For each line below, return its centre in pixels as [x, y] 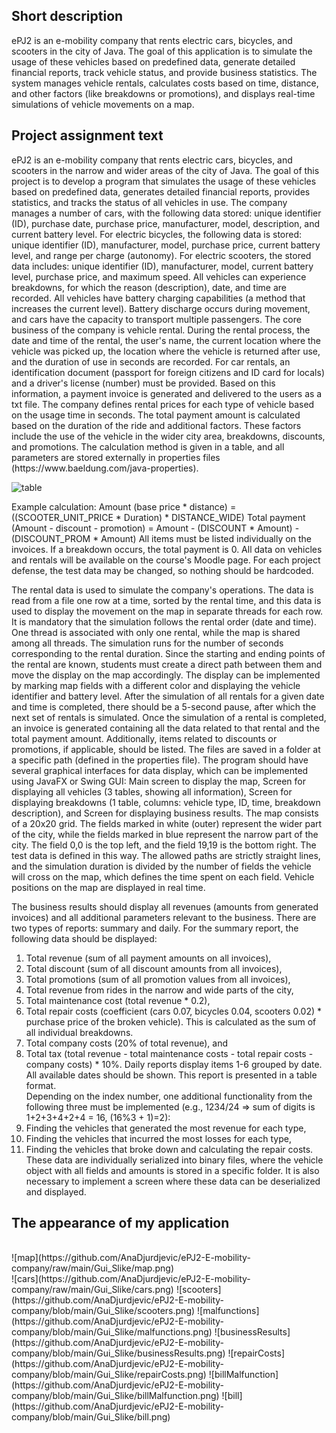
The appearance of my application [120, 1223]
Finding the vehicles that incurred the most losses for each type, [158, 1138]
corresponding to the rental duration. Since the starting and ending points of [168, 653]
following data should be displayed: [84, 938]
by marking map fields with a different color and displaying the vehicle [156, 685]
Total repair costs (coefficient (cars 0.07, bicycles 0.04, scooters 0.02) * [173, 1011]
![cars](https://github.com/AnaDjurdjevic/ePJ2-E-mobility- [131, 1279]
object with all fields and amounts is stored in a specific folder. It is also [172, 1170]
